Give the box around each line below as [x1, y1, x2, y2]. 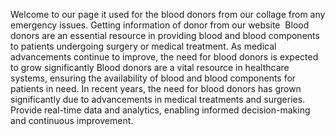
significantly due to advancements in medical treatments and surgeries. [10, 94, 306, 105]
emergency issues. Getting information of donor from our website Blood [10, 19, 310, 31]
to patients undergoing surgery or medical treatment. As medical [10, 40, 277, 52]
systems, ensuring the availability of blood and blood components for [10, 72, 297, 84]
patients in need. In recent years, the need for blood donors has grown [10, 83, 302, 94]
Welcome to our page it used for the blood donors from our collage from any [10, 9, 326, 20]
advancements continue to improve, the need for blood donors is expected [10, 51, 319, 63]
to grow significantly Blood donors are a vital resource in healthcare [10, 62, 290, 73]
